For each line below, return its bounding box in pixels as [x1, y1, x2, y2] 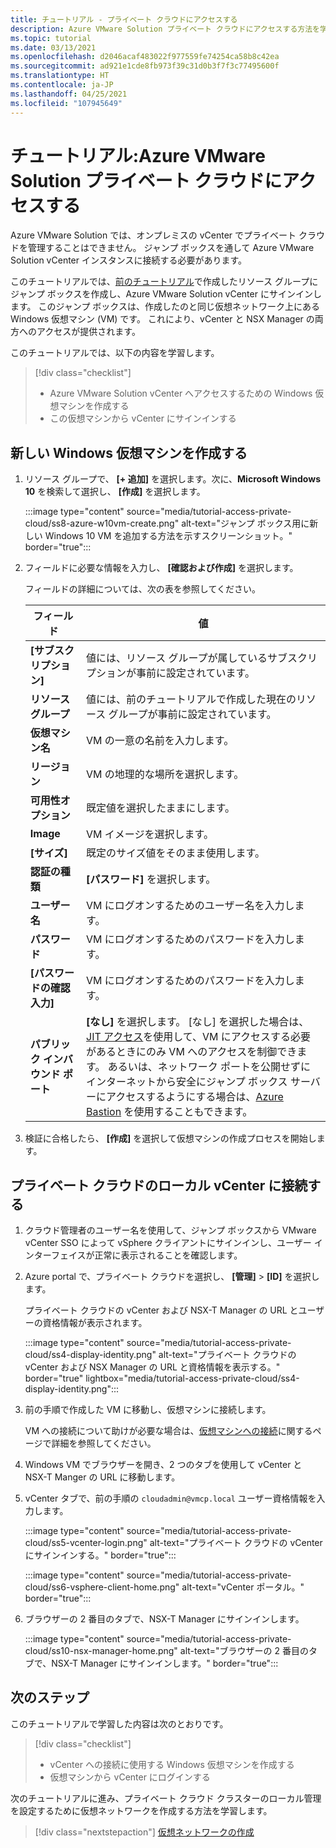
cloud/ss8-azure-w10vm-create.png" [24, 517, 180, 530]
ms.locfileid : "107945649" [10, 98, 123, 108]
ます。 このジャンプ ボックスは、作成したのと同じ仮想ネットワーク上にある [10, 301, 320, 313]
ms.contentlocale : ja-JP [10, 80, 114, 90]
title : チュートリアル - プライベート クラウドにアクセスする [10, 14, 238, 25]
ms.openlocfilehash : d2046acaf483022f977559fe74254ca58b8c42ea [10, 52, 280, 62]
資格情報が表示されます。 [42, 1317, 148, 1329]
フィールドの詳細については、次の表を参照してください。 [24, 583, 261, 595]
